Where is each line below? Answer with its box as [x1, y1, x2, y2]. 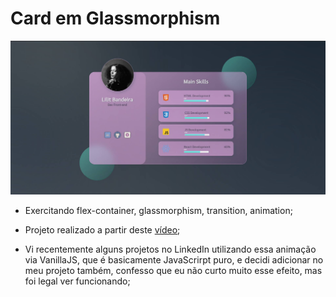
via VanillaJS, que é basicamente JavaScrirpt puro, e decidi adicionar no [24, 253, 324, 266]
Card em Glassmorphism [10, 7, 221, 30]
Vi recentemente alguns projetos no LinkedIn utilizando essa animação [24, 243, 317, 255]
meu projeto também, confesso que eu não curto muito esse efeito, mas [24, 264, 323, 276]
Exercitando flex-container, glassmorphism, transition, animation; [24, 204, 293, 216]
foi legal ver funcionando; [24, 275, 131, 287]
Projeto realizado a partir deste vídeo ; [24, 223, 181, 236]
